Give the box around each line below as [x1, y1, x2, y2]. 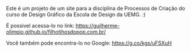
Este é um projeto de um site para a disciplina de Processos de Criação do [6, 5, 185, 12]
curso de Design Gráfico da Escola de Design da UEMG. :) [6, 11, 146, 18]
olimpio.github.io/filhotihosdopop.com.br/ [6, 28, 106, 35]
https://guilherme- [75, 23, 120, 29]
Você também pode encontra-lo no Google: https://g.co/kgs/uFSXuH [6, 40, 172, 46]
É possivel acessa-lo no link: [6, 23, 75, 29]
